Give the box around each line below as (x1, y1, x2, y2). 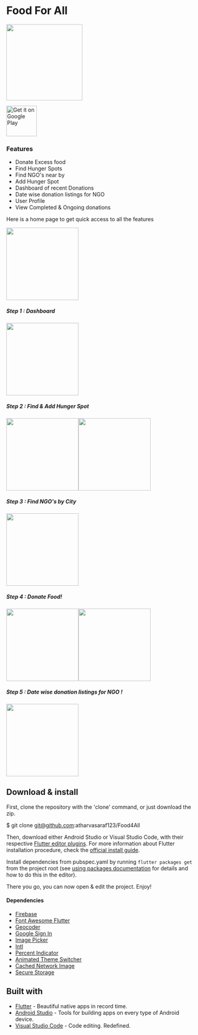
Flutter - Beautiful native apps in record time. (15, 1002, 128, 1009)
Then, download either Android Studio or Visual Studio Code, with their (6, 833, 184, 841)
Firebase (15, 911, 38, 918)
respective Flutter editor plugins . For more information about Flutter (6, 839, 175, 847)
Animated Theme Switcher (15, 956, 82, 963)
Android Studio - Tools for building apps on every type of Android (15, 1009, 180, 1016)
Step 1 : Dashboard (6, 307, 55, 315)
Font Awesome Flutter (15, 917, 70, 924)
